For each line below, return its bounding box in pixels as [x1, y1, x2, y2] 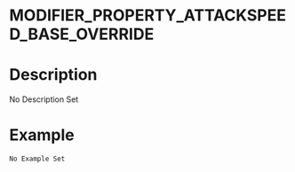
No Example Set [9, 154, 66, 164]
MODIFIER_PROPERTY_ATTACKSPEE [9, 5, 287, 26]
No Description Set [9, 94, 79, 105]
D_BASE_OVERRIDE [9, 24, 155, 44]
